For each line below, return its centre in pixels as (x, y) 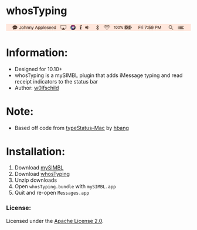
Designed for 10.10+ (38, 69)
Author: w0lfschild (37, 88)
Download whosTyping (42, 174)
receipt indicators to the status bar (56, 81)
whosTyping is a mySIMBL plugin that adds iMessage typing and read (98, 75)
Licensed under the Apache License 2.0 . (55, 221)
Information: (37, 53)
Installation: (36, 151)
